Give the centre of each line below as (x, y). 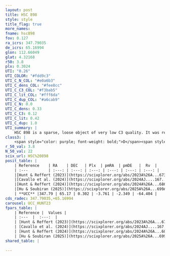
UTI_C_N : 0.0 (19, 104)
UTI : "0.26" (18, 71)
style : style (19, 19)
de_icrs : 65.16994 (25, 48)
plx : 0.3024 (18, 66)
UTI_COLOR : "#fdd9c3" (28, 76)
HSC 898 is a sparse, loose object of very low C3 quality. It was (87, 132)
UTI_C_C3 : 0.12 (21, 114)
